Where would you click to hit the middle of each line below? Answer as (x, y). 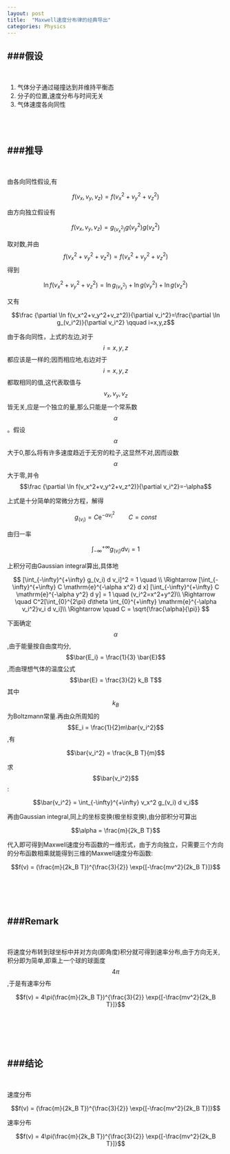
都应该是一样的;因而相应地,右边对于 (57, 360)
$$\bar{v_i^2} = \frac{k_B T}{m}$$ (116, 753)
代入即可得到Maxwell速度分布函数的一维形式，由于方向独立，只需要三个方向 (115, 844)
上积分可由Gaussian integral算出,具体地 (63, 565)
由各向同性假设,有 (32, 181)
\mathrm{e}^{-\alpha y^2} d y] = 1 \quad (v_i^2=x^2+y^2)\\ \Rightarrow (116, 594)
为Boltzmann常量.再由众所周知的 (53, 716)
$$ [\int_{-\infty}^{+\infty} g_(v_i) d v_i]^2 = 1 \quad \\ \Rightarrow (105, 579)
